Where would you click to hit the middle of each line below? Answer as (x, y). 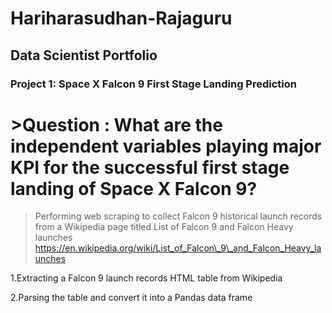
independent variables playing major (166, 146)
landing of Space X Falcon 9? (134, 188)
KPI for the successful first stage (150, 167)
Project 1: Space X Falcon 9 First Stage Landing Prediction (153, 84)
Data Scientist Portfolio (84, 55)
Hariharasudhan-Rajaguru (121, 18)
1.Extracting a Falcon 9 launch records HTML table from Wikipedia (146, 278)
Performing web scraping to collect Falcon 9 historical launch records (178, 216)
